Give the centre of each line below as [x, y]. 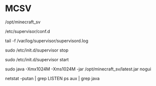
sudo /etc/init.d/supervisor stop [37, 50]
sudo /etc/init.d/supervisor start [37, 59]
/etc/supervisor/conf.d [28, 31]
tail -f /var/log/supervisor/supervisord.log [47, 41]
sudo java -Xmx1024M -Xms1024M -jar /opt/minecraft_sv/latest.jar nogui [78, 69]
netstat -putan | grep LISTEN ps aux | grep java [52, 78]
